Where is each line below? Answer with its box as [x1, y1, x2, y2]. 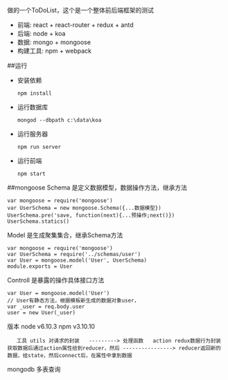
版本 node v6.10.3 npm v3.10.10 [7, 323, 96, 330]
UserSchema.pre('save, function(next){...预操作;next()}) [7, 212, 175, 219]
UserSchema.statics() [7, 218, 70, 225]
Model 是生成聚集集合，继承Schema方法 [7, 231, 123, 239]
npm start [17, 170, 46, 177]
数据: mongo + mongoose [17, 38, 91, 46]
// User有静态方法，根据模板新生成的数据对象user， [7, 297, 140, 304]
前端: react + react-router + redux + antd [17, 21, 134, 29]
